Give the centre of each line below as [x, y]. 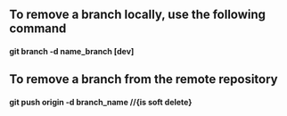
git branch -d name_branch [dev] [72, 51]
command [38, 29]
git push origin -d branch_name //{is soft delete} [101, 102]
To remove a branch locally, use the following [137, 15]
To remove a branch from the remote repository [143, 79]
